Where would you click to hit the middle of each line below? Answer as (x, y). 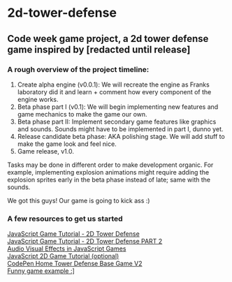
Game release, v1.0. (46, 151)
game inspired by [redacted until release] (99, 49)
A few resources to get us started (65, 218)
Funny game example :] (41, 271)
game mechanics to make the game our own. (82, 114)
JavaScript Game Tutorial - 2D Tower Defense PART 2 (85, 242)
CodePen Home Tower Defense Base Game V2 (75, 264)
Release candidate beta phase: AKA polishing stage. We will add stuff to (121, 136)
